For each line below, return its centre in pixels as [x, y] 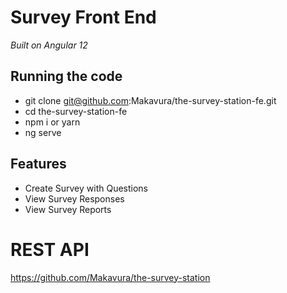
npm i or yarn [52, 122]
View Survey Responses [74, 198]
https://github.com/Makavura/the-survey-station [110, 277]
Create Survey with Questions [86, 188]
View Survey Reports [68, 209]
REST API [50, 249]
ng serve [43, 132]
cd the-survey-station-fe [76, 111]
